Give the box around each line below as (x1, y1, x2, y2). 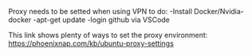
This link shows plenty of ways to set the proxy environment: (8, 31, 208, 39)
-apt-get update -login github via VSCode (33, 15, 170, 24)
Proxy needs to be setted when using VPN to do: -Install (8, 7, 193, 16)
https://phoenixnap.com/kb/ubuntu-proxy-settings (8, 39, 174, 48)
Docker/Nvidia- (194, 7, 245, 16)
